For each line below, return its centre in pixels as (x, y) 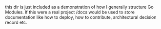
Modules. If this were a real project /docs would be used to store (70, 12)
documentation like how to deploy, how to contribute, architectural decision (81, 17)
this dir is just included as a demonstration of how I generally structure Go (79, 7)
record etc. (16, 22)
